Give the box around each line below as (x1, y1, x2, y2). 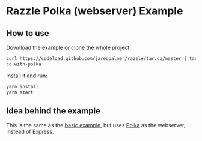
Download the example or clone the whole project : (6, 44, 131, 51)
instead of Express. (6, 128, 54, 136)
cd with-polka (6, 61, 42, 67)
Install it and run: (6, 72, 48, 79)
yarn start (6, 89, 34, 95)
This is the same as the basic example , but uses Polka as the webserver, (6, 122, 186, 129)
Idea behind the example (6, 106, 101, 116)
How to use (6, 28, 49, 38)
